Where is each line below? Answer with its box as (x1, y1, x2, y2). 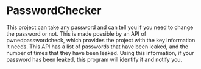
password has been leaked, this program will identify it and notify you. (6, 56, 183, 63)
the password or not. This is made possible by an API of (6, 30, 147, 37)
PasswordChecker (6, 4, 102, 18)
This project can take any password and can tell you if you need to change (6, 24, 194, 31)
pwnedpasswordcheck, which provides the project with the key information (6, 36, 196, 44)
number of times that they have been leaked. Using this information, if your (6, 49, 194, 56)
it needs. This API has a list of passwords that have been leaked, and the (6, 43, 189, 50)
